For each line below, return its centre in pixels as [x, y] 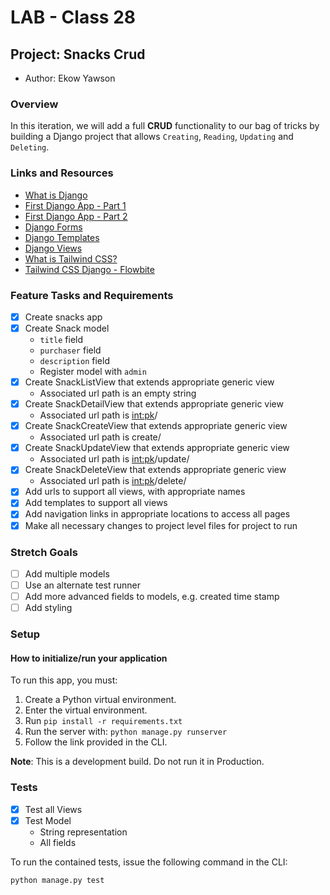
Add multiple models [67, 573]
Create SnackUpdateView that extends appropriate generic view [157, 448]
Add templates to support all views [96, 503]
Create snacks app [63, 317]
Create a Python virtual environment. [100, 700]
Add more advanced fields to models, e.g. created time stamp [152, 596]
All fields [58, 842]
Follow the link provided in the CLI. [96, 742]
